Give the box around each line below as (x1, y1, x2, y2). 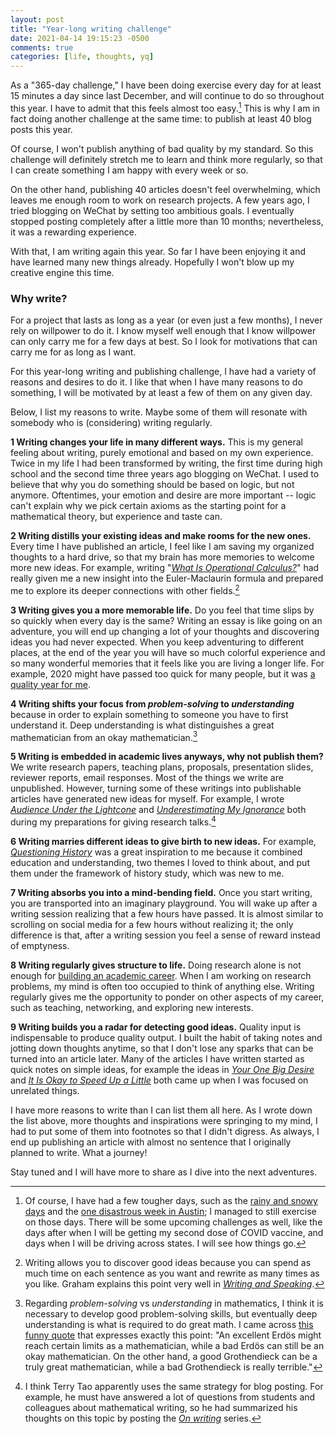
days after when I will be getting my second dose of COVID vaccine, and (24, 1227, 324, 1239)
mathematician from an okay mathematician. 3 (10, 729, 198, 743)
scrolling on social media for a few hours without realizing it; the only (10, 919, 294, 931)
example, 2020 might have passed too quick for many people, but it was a (10, 667, 316, 680)
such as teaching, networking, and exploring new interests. (10, 1002, 254, 1014)
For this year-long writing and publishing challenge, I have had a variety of (10, 366, 317, 378)
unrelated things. (10, 1085, 80, 1097)
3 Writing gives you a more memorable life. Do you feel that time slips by (10, 604, 315, 616)
